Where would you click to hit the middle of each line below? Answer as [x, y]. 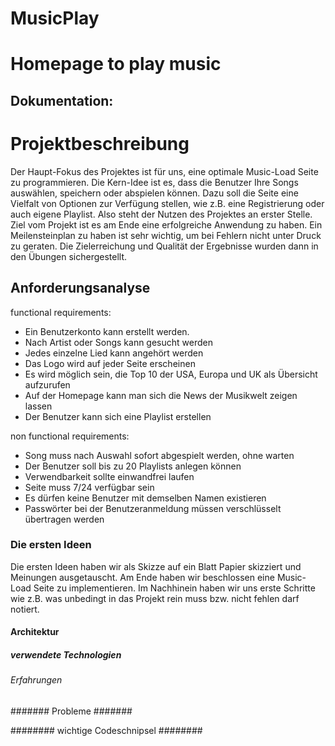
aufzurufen [47, 384]
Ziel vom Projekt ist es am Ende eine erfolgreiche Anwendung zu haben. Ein [166, 224]
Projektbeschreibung [100, 143]
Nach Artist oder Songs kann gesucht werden [118, 342]
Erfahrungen [36, 680]
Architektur [35, 632]
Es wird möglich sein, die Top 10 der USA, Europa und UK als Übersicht [171, 374]
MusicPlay [55, 18]
